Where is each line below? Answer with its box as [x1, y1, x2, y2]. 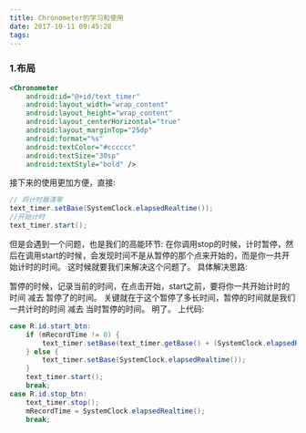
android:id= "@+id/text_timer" [25, 92, 141, 101]
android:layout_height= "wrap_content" [25, 108, 173, 119]
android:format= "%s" [25, 134, 104, 143]
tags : [9, 30, 30, 39]
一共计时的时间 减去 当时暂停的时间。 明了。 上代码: [9, 303, 205, 314]
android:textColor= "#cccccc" [25, 142, 137, 151]
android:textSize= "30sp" [25, 151, 120, 160]
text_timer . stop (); [25, 397, 100, 407]
